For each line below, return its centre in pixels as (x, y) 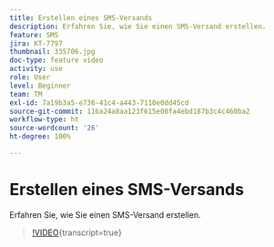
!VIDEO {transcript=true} (77, 232)
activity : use (36, 69)
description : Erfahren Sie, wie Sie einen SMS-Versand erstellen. (138, 26)
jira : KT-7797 (36, 43)
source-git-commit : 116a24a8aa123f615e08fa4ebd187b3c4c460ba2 (130, 111)
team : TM (26, 94)
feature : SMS (34, 35)
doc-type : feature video (56, 60)
